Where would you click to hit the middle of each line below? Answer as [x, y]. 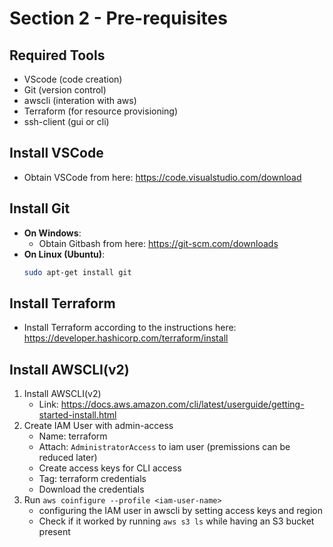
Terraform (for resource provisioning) [101, 111]
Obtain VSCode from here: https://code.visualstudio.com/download [162, 177]
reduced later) [68, 458]
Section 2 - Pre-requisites [118, 18]
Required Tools [57, 55]
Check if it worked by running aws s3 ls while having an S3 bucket [176, 521]
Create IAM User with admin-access [98, 426]
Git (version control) [65, 90]
